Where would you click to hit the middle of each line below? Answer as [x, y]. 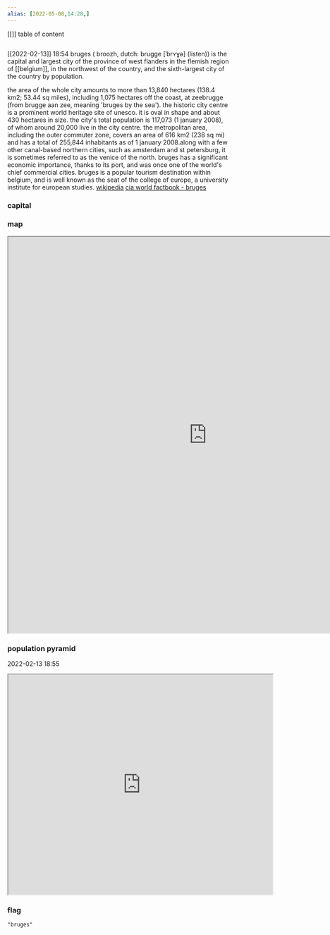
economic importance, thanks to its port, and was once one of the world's [115, 165]
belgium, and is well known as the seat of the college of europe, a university [118, 180]
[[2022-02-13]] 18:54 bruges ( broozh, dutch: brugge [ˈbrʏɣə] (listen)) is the [117, 54]
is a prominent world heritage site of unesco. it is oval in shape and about [114, 112]
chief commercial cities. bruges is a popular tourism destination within [109, 172]
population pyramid [42, 648]
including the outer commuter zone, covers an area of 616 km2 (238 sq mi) [116, 135]
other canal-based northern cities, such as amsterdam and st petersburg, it [116, 149]
